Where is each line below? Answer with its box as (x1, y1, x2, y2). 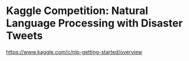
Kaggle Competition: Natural (6, 4, 148, 18)
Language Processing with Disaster (6, 16, 183, 30)
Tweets (6, 29, 43, 42)
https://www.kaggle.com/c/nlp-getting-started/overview (6, 48, 143, 55)
